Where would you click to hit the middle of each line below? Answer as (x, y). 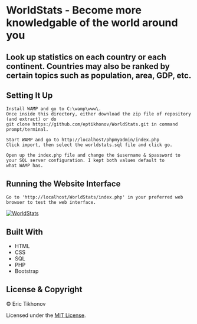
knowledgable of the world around (92, 23)
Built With (24, 232)
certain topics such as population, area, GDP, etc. (99, 75)
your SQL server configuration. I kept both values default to (86, 161)
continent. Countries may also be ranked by (88, 66)
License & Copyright (44, 290)
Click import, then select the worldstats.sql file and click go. (89, 145)
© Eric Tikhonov (26, 303)
